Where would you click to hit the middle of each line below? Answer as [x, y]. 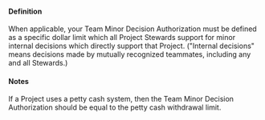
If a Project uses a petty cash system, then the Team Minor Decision [121, 99]
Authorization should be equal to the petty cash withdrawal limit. [115, 107]
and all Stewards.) [38, 63]
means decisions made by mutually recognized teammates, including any [130, 54]
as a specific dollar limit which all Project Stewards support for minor [122, 38]
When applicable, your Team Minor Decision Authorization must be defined [132, 29]
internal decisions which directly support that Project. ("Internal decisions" [132, 46]
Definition [25, 11]
